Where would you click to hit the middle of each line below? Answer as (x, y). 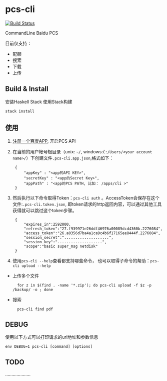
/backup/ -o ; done (33, 290)
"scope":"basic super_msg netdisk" (61, 246)
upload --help (36, 266)
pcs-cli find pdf (35, 309)
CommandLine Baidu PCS (32, 33)
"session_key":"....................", (65, 242)
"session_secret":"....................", (68, 237)
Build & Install (27, 89)
